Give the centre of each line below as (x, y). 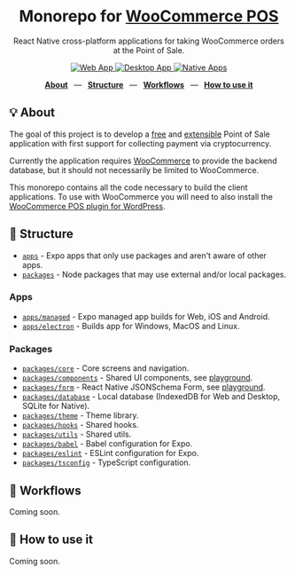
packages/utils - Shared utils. (77, 434)
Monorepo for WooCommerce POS (149, 16)
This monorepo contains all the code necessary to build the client (128, 187)
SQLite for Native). (56, 406)
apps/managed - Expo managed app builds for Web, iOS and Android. (146, 316)
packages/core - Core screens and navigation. (105, 368)
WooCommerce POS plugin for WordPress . (87, 206)
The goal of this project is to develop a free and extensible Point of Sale (140, 134)
